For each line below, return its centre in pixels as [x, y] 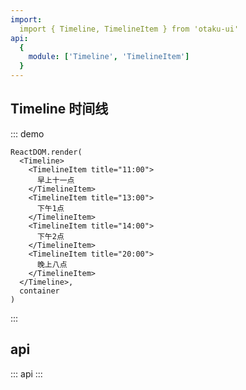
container [39, 291]
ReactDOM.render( [46, 152]
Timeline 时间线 [59, 109]
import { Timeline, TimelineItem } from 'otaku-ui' [129, 29]
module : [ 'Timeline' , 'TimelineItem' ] [109, 57]
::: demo [27, 133]
